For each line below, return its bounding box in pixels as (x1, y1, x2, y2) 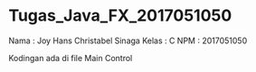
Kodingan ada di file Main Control (8, 52, 133, 63)
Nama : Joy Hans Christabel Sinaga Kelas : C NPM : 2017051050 (8, 35, 248, 46)
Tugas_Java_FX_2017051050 (8, 5, 232, 26)
